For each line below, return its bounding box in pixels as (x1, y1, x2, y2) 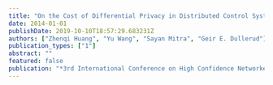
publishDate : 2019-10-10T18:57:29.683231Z (8, 27, 154, 35)
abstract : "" (8, 49, 53, 57)
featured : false (8, 57, 63, 66)
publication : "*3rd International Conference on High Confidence (8, 65, 234, 73)
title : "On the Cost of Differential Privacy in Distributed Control (8, 11, 249, 20)
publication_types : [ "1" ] (8, 42, 96, 50)
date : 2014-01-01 (8, 19, 67, 28)
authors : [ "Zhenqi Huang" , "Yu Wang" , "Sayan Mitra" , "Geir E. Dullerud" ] (8, 34, 267, 43)
